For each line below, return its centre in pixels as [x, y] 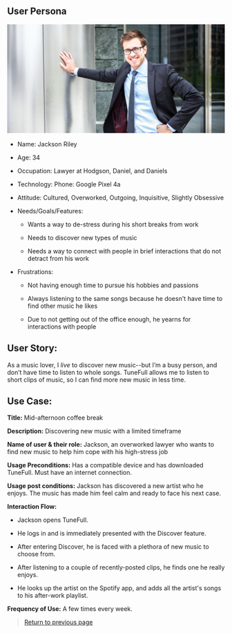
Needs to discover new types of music [82, 237]
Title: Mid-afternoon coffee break [55, 418]
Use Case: [30, 401]
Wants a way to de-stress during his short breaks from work [113, 224]
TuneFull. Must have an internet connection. [70, 473]
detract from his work [58, 258]
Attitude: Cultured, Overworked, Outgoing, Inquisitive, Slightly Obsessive [120, 197]
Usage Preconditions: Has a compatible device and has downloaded [105, 465]
